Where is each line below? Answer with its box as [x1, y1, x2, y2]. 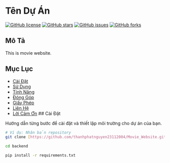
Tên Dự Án [5, 5, 50, 17]
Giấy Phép [12, 99, 34, 106]
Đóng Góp [12, 94, 34, 100]
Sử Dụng [12, 84, 31, 90]
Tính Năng [12, 89, 34, 95]
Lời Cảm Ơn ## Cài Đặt [12, 110, 61, 116]
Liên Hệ [12, 105, 29, 111]
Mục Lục [5, 65, 33, 73]
